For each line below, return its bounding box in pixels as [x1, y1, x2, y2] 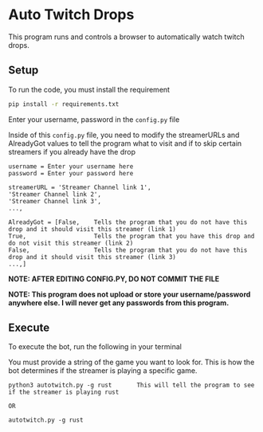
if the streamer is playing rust [8, 388, 120, 396]
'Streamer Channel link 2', [8, 190, 102, 198]
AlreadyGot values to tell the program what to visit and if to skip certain [8, 138, 242, 148]
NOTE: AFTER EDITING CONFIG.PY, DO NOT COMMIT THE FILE [8, 273, 220, 284]
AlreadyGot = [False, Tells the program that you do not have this [8, 218, 248, 226]
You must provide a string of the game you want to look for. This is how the [8, 357, 255, 367]
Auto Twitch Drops [8, 6, 135, 24]
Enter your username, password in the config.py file [8, 114, 180, 124]
